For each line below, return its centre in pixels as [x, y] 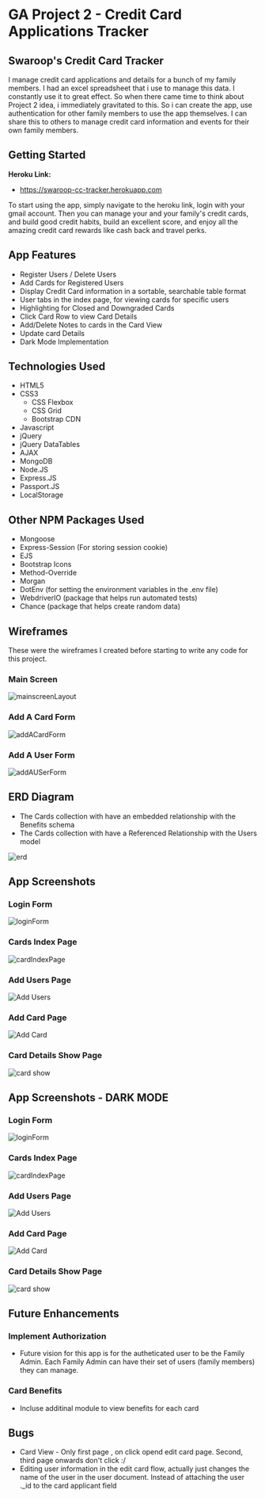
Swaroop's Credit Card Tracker [86, 61]
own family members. [44, 130]
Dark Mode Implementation [64, 342]
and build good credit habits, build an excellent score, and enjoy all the [123, 222]
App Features [42, 255]
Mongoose [37, 539]
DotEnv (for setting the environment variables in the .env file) [119, 590]
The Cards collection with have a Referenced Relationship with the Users [138, 833]
